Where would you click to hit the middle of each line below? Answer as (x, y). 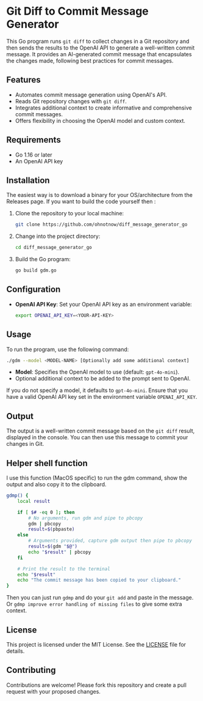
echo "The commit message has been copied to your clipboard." (99, 580)
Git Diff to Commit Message (78, 11)
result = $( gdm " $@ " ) (53, 546)
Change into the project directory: (58, 236)
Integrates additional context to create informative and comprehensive (103, 108)
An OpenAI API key (39, 161)
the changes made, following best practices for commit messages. (90, 61)
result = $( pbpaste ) (52, 529)
